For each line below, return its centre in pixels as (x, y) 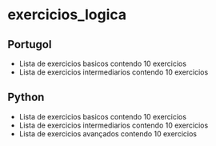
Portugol (30, 45)
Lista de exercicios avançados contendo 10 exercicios (108, 133)
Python (26, 97)
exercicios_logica (67, 15)
